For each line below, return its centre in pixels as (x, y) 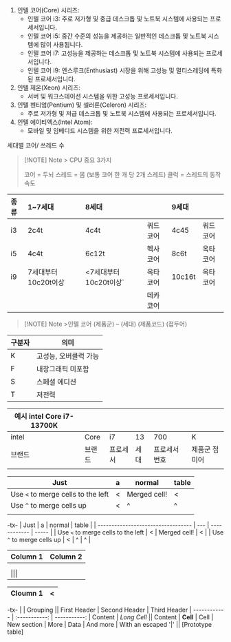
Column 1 (27, 557)
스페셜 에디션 (57, 382)
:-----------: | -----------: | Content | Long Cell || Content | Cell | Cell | (114, 617)
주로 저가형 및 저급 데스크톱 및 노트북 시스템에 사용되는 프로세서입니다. (122, 113)
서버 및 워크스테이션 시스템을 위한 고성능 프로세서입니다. (103, 96)
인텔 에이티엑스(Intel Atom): (55, 122)
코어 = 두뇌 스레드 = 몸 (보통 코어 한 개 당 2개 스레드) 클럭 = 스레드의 (116, 175)
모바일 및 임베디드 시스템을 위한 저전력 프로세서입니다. (100, 131)
